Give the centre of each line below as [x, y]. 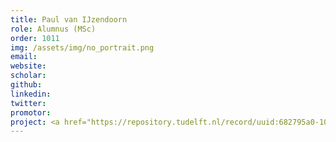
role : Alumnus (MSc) [53, 29]
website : [28, 66]
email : [24, 57]
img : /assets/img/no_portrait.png [82, 47]
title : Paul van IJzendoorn [69, 19]
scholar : [28, 76]
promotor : [31, 112]
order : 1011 [35, 38]
